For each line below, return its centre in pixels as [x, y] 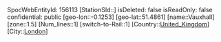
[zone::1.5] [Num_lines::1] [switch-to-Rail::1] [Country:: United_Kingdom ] [108, 24]
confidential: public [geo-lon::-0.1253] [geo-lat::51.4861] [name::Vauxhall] [111, 17]
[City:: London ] [28, 31]
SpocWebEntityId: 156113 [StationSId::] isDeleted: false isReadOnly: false [110, 10]
